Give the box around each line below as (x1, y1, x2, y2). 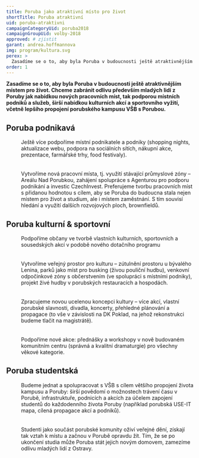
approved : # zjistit (6, 36, 58, 42)
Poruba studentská (6, 366, 78, 376)
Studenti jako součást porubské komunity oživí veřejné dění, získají (21, 426, 185, 433)
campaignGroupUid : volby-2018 (6, 31, 81, 37)
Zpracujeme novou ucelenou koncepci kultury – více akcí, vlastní (21, 298, 179, 305)
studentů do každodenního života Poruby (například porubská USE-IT (21, 400, 191, 407)
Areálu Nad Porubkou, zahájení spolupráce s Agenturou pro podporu (21, 177, 189, 184)
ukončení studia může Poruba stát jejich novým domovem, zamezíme (21, 438, 191, 446)
